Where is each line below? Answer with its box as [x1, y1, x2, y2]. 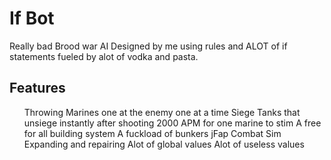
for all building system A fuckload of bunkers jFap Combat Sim [23, 127, 282, 139]
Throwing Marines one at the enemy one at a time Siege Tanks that [23, 106, 301, 118]
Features [9, 80, 66, 97]
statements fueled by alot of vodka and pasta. [9, 50, 199, 62]
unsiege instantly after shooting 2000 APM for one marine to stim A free [23, 117, 322, 129]
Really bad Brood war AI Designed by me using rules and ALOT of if [9, 40, 288, 52]
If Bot [9, 7, 55, 30]
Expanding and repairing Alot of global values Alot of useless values [23, 138, 305, 150]
